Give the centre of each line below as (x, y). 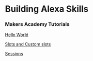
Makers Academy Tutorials (37, 24)
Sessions (14, 54)
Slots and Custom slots (28, 44)
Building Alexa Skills (47, 9)
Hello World (17, 35)
